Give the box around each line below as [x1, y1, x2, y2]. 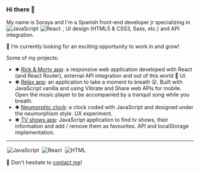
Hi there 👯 [6, 5, 36, 14]
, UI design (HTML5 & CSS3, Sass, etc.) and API [62, 25, 180, 32]
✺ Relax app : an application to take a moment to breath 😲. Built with [14, 78, 183, 85]
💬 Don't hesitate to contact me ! [6, 159, 82, 166]
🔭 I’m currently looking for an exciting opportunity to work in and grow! [6, 43, 180, 50]
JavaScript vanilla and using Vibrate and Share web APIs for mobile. [14, 85, 182, 92]
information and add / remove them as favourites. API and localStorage [14, 123, 189, 130]
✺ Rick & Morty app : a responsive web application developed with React [14, 66, 192, 73]
